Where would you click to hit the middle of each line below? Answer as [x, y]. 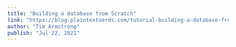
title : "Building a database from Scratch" [72, 13]
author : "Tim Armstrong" [44, 26]
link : [15, 20]
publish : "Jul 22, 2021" [44, 33]
